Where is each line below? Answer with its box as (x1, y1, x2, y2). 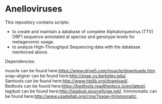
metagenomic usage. (12, 39, 55, 44)
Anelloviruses (5, 3, 63, 14)
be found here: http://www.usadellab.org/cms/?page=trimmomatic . (5, 93, 138, 99)
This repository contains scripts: (5, 19, 69, 25)
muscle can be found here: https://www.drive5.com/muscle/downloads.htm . (5, 67, 156, 73)
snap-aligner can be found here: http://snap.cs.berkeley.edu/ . (5, 73, 127, 78)
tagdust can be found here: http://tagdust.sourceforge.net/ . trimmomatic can (5, 88, 158, 94)
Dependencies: (5, 58, 35, 64)
